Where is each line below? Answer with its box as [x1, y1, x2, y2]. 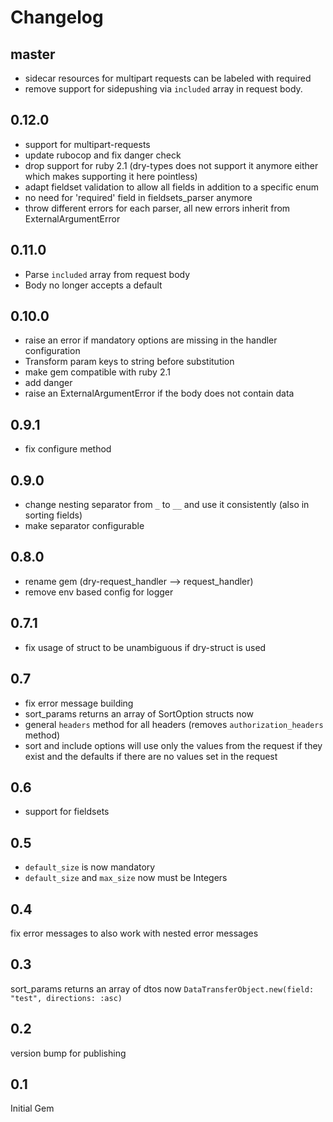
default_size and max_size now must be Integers [24, 872, 228, 884]
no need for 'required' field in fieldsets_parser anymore [24, 191, 253, 203]
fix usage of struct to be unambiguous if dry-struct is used [24, 641, 267, 653]
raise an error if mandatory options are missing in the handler [24, 334, 278, 346]
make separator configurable [24, 520, 145, 532]
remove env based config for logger [24, 586, 174, 598]
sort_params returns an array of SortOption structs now [24, 707, 255, 720]
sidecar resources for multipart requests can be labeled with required [24, 72, 312, 84]
